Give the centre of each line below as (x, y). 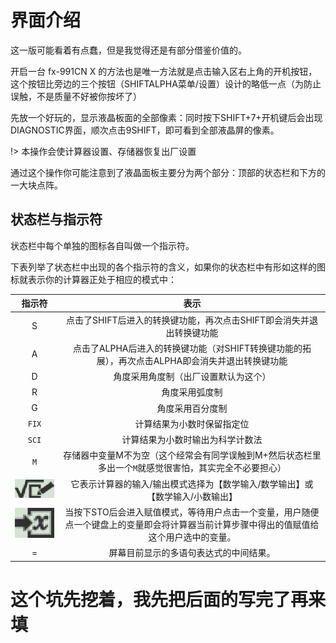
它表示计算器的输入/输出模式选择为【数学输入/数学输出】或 (192, 483)
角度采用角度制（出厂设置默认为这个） (192, 376)
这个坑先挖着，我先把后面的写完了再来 (168, 599)
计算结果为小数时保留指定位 (192, 423)
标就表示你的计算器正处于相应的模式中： (93, 279)
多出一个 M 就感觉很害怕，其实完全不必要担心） (192, 468)
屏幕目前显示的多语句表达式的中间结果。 (192, 552)
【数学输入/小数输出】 (192, 496)
